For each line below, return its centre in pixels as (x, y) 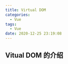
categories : (18, 15)
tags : (11, 24)
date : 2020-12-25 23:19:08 (33, 34)
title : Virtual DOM (26, 10)
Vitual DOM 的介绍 (34, 56)
